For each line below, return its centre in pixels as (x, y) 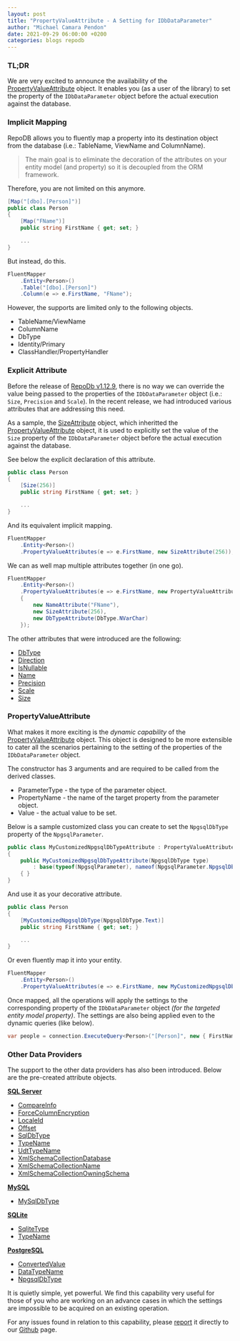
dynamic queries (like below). (51, 1023)
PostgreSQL (26, 1250)
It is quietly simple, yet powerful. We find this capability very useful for (111, 1293)
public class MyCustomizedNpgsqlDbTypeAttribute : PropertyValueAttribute (121, 847)
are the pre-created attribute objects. (62, 1078)
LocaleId (30, 1120)
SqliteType (33, 1229)
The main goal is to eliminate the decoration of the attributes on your (126, 159)
